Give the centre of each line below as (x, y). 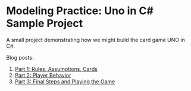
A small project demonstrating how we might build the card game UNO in (96, 40)
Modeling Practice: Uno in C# (80, 11)
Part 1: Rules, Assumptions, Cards (56, 69)
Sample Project (45, 23)
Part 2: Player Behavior (43, 75)
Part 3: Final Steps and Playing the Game (65, 82)
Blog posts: (20, 57)
